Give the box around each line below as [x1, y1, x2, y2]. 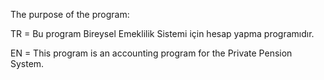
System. [10, 58, 45, 69]
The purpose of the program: [10, 9, 130, 20]
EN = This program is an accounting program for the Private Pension [10, 47, 293, 59]
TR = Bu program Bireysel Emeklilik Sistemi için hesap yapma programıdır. [10, 28, 315, 39]
